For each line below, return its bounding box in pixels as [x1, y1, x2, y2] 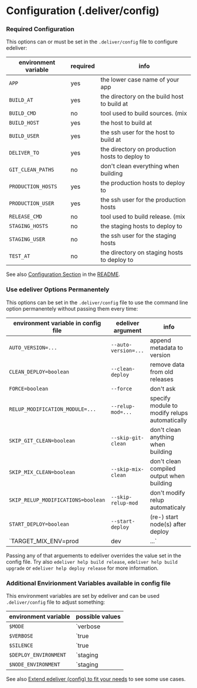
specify [150, 394, 171, 402]
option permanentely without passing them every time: [6, 305, 138, 312]
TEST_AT [9, 253, 30, 260]
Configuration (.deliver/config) [6, 4, 159, 18]
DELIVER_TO [9, 149, 39, 156]
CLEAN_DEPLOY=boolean [9, 368, 69, 375]
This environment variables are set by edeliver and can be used [6, 592, 159, 600]
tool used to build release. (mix [100, 213, 186, 221]
